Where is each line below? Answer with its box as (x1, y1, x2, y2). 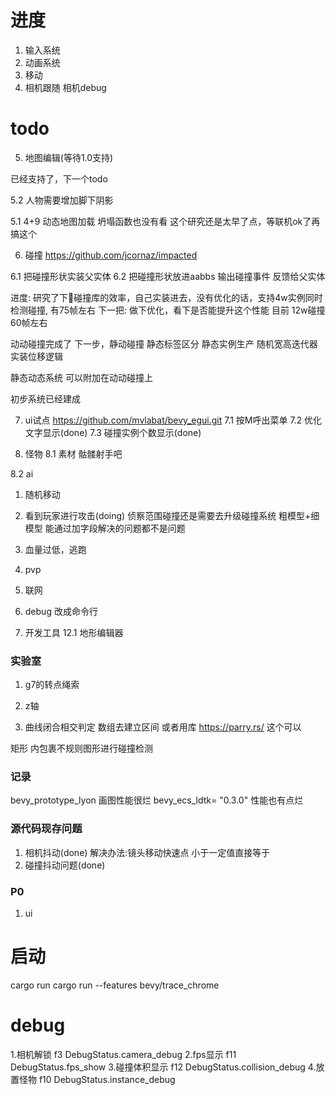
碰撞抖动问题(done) (24, 859, 106, 871)
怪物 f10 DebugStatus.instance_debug (18, 1073, 176, 1085)
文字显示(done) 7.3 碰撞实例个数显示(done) (24, 426, 202, 438)
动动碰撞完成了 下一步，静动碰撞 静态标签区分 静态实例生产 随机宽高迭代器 (10, 337, 318, 350)
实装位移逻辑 (10, 350, 63, 362)
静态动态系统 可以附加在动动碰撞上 (10, 371, 153, 383)
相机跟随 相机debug (24, 81, 107, 93)
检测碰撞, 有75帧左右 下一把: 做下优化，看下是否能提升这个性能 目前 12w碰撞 (10, 304, 326, 316)
